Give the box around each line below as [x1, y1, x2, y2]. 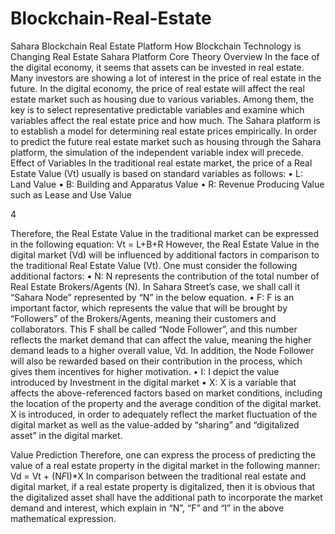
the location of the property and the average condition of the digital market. [10, 397, 322, 409]
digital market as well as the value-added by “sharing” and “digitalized [10, 418, 300, 431]
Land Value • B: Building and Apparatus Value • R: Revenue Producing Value [10, 178, 325, 190]
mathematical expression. [10, 512, 117, 524]
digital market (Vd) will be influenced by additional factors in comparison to [10, 248, 320, 261]
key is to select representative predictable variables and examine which [10, 103, 305, 116]
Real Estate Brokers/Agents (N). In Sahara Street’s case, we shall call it [10, 280, 301, 292]
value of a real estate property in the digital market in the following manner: [10, 459, 321, 471]
